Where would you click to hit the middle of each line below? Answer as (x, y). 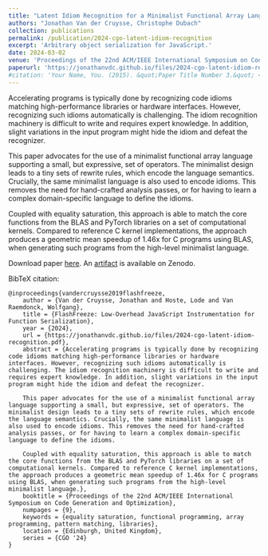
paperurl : (25, 68)
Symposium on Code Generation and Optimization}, (93, 503)
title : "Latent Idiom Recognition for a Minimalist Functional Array (126, 16)
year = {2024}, (48, 328)
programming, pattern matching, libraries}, (83, 524)
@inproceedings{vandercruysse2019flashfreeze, (87, 293)
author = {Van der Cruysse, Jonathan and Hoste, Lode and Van (128, 300)
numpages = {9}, (50, 510)
